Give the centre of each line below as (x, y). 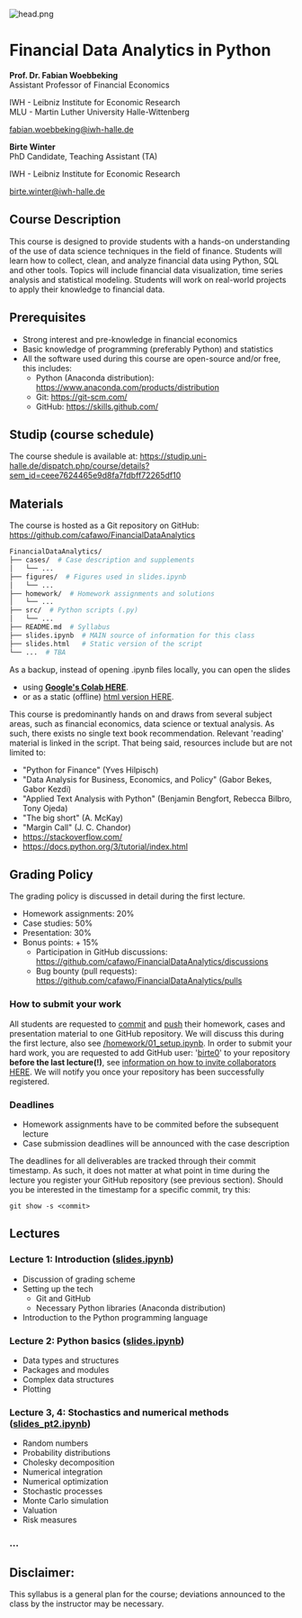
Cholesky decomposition (68, 1463)
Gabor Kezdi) (47, 789)
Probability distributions (66, 1453)
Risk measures (49, 1520)
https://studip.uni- (173, 456)
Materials (36, 503)
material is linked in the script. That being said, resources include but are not (151, 743)
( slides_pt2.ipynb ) (50, 1423)
